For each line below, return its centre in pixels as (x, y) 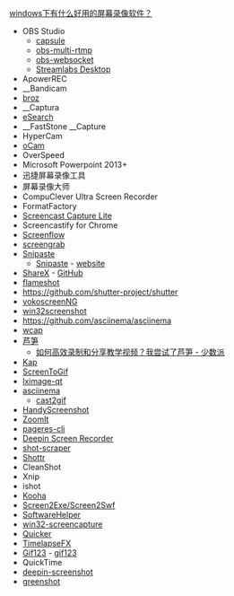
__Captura (41, 107)
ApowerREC (44, 79)
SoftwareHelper (52, 515)
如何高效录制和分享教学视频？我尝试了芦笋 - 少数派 (130, 352)
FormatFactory (50, 206)
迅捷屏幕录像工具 (54, 175)
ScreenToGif (45, 372)
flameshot (41, 282)
